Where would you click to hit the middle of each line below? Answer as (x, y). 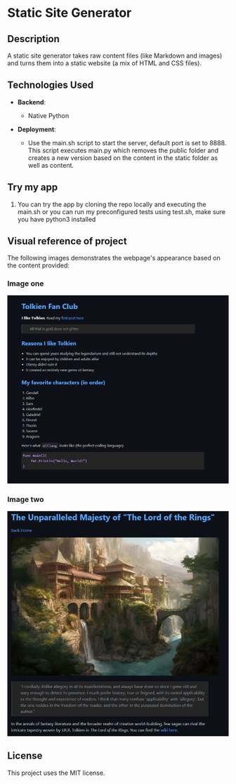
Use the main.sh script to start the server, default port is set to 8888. (127, 142)
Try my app (33, 187)
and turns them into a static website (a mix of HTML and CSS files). (105, 63)
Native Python (48, 115)
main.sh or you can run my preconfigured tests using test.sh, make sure (122, 211)
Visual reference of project (67, 241)
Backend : (32, 102)
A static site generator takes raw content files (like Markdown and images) (115, 55)
